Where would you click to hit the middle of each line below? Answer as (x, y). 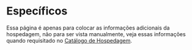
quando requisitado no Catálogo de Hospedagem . (69, 40)
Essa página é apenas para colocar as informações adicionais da (88, 28)
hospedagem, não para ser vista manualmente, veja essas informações (96, 34)
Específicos (37, 11)
